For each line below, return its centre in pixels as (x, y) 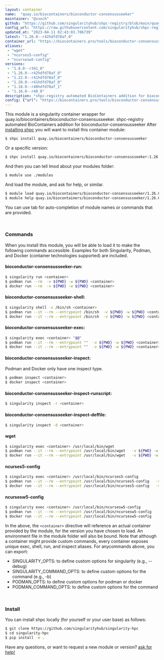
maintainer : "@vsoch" (27, 19)
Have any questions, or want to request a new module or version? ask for (79, 647)
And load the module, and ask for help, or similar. (54, 184)
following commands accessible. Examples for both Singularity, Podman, (78, 250)
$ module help (20, 198)
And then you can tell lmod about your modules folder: (60, 166)
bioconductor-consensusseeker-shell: (45, 297)
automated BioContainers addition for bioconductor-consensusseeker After (81, 124)
